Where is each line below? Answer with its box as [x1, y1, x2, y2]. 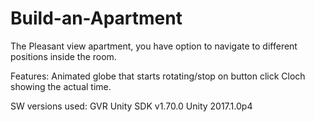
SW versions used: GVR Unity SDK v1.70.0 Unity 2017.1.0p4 [10, 100, 253, 112]
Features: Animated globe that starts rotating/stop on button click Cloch [10, 70, 306, 82]
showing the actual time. [10, 80, 112, 92]
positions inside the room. [10, 50, 117, 62]
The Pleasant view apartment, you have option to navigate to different [10, 40, 298, 52]
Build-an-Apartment [10, 7, 183, 30]
